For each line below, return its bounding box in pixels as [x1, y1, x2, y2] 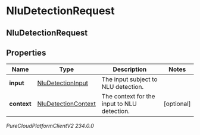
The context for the [101, 92, 156, 101]
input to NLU [101, 99, 137, 108]
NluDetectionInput [37, 79, 88, 87]
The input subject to [101, 75, 158, 83]
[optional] [163, 99, 191, 108]
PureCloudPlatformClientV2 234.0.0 [6, 123, 94, 130]
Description [112, 65, 147, 73]
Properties [6, 47, 46, 57]
